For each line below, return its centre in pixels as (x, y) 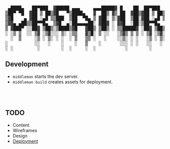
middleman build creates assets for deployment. (62, 82)
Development (27, 64)
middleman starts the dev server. (46, 76)
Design (20, 136)
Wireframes (25, 130)
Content (21, 125)
